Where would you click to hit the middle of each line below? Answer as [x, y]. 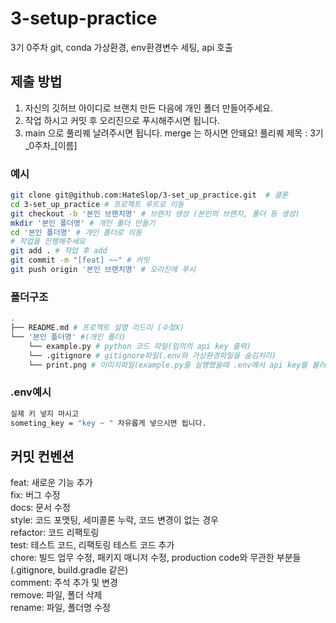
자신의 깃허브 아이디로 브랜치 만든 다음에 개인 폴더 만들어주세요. [148, 108]
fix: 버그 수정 [35, 495]
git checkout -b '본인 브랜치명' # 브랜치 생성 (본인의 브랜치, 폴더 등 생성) [155, 213]
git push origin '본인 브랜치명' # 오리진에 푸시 [103, 270]
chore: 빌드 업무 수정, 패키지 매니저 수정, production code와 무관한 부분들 [156, 558]
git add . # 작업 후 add [59, 251]
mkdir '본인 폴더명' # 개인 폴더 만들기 [83, 223]
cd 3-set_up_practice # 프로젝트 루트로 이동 [97, 204]
